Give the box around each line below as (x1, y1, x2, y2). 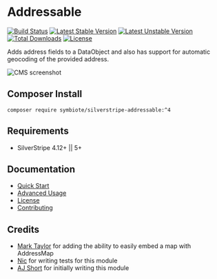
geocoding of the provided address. (7, 54, 110, 63)
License (17, 196, 40, 205)
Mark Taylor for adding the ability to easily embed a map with (17, 242, 192, 250)
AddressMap (17, 249, 54, 258)
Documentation (7, 163, 76, 175)
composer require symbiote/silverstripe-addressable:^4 (7, 106, 171, 114)
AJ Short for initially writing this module (17, 264, 130, 272)
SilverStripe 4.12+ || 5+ (17, 143, 83, 152)
